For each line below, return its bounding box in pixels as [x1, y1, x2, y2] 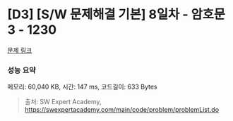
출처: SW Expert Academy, [24, 98, 102, 106]
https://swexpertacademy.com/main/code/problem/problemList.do [24, 106, 220, 114]
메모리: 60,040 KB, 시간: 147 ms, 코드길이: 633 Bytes [7, 82, 157, 91]
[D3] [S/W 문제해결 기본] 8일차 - [7, 6, 189, 23]
